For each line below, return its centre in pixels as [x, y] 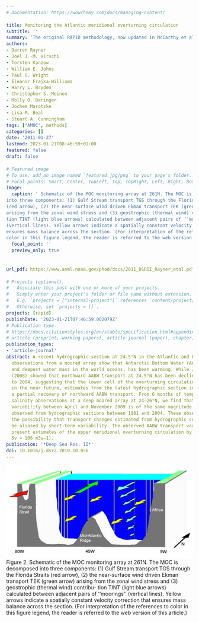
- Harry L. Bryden [29, 88]
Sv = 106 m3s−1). [33, 438]
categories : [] [25, 131]
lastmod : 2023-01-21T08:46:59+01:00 [51, 144]
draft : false [22, 157]
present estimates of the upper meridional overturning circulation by [102, 432]
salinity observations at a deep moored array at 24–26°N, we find [97, 401]
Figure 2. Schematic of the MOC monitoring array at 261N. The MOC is [92, 562]
